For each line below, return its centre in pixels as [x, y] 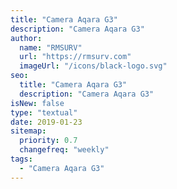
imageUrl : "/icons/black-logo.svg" [93, 66]
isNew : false [37, 103]
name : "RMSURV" [51, 47]
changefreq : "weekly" [64, 150]
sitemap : [28, 131]
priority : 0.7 [48, 141]
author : [26, 38]
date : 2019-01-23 [46, 122]
